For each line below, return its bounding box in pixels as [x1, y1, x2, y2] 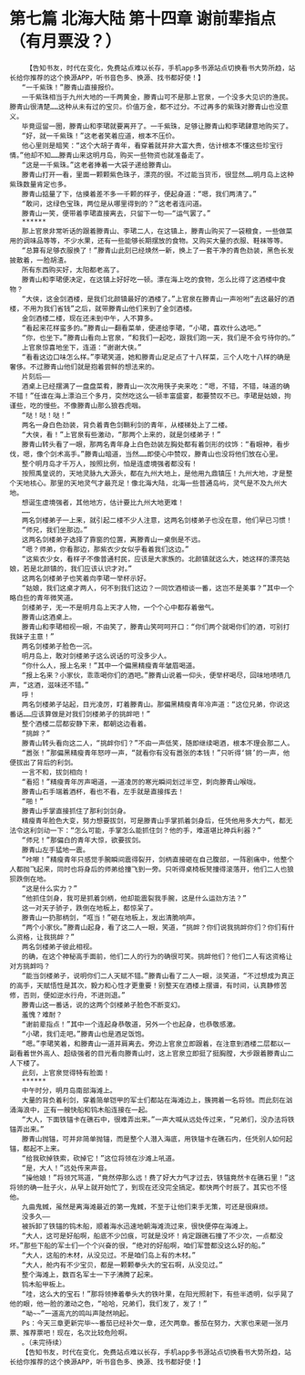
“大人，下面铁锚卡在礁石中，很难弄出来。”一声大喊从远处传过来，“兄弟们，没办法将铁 [21, 1115, 295, 1124]
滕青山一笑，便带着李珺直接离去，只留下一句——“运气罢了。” [21, 209, 211, 218]
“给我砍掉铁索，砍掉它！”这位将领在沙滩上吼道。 [21, 1153, 179, 1163]
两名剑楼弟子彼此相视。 [21, 942, 97, 952]
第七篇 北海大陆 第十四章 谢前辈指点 [9, 8, 276, 29]
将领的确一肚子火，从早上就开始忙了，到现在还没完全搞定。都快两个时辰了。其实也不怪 [9, 1182, 288, 1192]
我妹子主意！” [9, 631, 55, 641]
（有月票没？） [9, 31, 122, 52]
